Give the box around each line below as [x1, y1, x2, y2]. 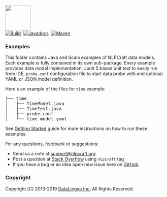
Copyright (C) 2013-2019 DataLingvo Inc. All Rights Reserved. [5, 185, 135, 192]
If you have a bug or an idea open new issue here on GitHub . [12, 161, 140, 168]
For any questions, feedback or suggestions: [5, 141, 99, 147]
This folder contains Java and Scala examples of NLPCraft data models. [5, 54, 156, 60]
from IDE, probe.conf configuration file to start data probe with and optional [5, 71, 163, 77]
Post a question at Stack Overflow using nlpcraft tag [12, 156, 124, 162]
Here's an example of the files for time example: [5, 86, 106, 92]
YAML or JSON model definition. [5, 76, 73, 82]
